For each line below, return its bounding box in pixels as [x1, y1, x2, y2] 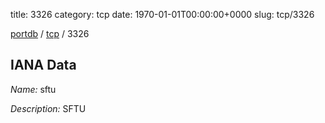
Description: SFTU [10, 102, 87, 114]
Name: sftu [10, 83, 57, 95]
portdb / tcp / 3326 [10, 28, 90, 39]
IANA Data [10, 57, 77, 74]
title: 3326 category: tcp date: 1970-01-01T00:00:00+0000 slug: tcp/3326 [10, 9, 315, 20]
